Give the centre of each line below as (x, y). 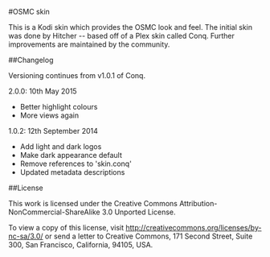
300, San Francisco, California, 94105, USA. (81, 245)
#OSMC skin (29, 12)
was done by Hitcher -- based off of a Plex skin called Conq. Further (122, 36)
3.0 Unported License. (139, 212)
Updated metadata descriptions (72, 172)
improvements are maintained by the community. (89, 44)
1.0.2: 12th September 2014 (53, 131)
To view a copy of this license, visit (66, 228)
